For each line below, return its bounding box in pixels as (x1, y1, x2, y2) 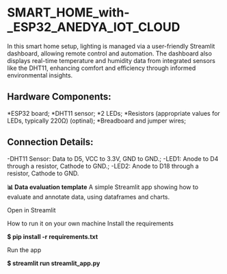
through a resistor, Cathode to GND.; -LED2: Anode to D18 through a (7, 162, 199, 170)
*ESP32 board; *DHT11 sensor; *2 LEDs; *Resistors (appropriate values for (7, 109, 220, 117)
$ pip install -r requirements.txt (7, 232, 98, 240)
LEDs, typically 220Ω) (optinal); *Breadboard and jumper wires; (7, 116, 187, 125)
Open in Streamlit (7, 206, 56, 214)
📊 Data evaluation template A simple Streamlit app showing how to (7, 183, 199, 191)
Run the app (7, 245, 42, 254)
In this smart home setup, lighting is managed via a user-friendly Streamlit (7, 42, 215, 50)
